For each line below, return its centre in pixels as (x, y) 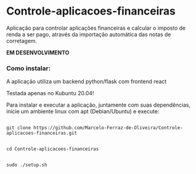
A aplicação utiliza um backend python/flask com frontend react (86, 82)
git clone (19, 128)
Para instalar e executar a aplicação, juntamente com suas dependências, (99, 105)
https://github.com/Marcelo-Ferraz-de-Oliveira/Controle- (108, 128)
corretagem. (22, 41)
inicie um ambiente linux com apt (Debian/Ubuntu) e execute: (83, 112)
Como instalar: (29, 68)
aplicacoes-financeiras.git (42, 133)
